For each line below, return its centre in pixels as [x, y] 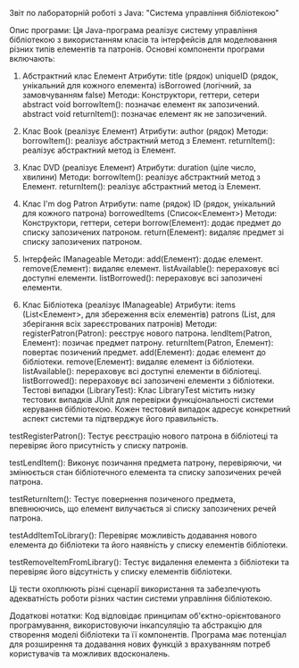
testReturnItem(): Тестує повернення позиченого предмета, [123, 499]
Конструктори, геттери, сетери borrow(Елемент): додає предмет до [152, 223]
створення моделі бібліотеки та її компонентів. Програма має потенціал [148, 635]
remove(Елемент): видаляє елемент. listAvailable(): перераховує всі [150, 268]
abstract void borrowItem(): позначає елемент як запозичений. [141, 104]
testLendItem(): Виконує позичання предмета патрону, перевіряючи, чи [146, 463]
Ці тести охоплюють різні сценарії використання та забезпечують [135, 589]
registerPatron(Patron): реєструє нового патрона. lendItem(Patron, [147, 333]
